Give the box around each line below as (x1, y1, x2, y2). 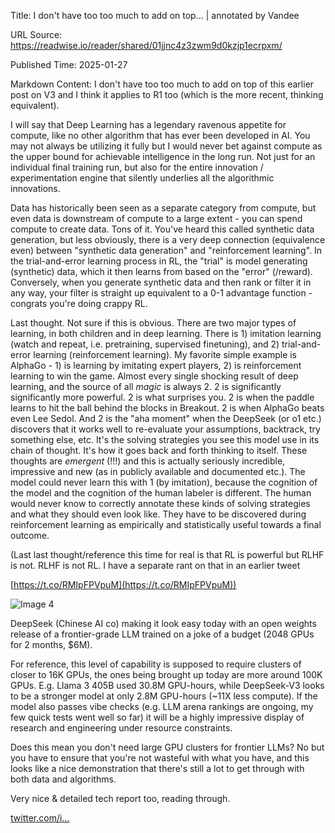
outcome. (10, 530, 50, 541)
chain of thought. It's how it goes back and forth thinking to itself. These (10, 445, 308, 456)
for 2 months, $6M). (10, 639, 93, 650)
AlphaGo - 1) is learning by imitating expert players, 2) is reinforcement (10, 360, 302, 371)
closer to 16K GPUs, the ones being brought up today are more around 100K (10, 669, 323, 680)
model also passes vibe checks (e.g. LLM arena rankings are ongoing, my (10, 701, 314, 712)
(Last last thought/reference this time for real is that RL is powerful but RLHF (10, 549, 325, 560)
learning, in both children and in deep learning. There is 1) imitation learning (10, 328, 322, 339)
